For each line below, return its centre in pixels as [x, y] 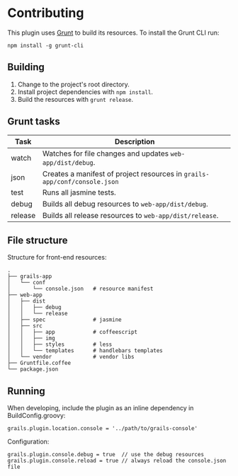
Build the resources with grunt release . [75, 99]
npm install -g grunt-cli [45, 45]
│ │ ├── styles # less [60, 344]
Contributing [46, 13]
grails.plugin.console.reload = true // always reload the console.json [117, 461]
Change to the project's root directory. [73, 84]
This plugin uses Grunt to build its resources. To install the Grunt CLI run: [113, 33]
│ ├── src [25, 326]
